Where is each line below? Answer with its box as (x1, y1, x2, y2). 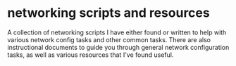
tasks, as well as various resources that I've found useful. (7, 51, 174, 59)
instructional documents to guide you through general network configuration (7, 43, 230, 51)
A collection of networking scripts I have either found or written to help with (7, 28, 227, 37)
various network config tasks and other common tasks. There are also (7, 35, 211, 44)
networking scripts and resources (7, 5, 210, 21)
